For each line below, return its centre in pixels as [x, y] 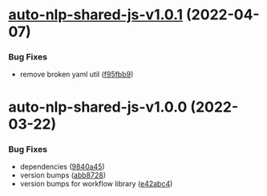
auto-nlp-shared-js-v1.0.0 [98, 107]
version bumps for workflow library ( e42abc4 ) [96, 183]
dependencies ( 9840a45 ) [63, 166]
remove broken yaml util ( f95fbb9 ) [77, 75]
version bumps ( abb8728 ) [63, 175]
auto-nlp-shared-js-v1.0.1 [95, 15]
